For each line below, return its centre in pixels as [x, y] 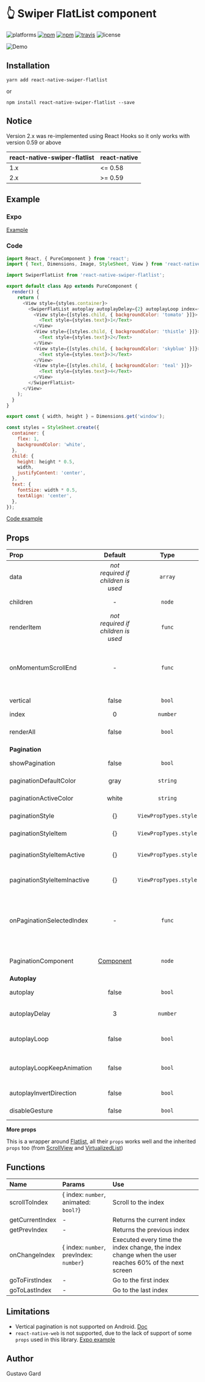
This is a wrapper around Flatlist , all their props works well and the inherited [101, 1141]
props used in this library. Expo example [65, 1339]
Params [74, 1185]
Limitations [28, 1312]
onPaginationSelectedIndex [49, 921]
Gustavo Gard [24, 1373]
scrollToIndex [29, 1202]
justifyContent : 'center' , [52, 473]
